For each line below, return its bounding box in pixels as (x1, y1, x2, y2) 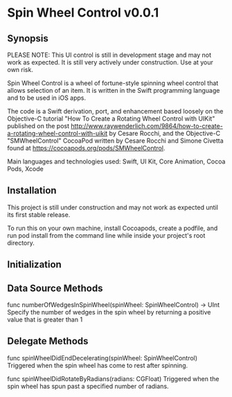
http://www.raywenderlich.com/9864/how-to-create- (70, 122, 223, 130)
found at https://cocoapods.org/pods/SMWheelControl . (7, 144, 166, 152)
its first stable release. (7, 210, 71, 219)
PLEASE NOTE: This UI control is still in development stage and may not (7, 51, 212, 59)
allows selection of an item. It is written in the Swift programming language (7, 87, 220, 94)
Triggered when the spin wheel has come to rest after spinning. (7, 361, 188, 369)
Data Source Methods (7, 282, 103, 294)
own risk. (7, 66, 33, 73)
